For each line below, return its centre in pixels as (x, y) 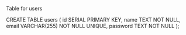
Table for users (24, 8)
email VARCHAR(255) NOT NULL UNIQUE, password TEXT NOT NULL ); (93, 26)
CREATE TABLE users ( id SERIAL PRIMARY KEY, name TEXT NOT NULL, (94, 20)
